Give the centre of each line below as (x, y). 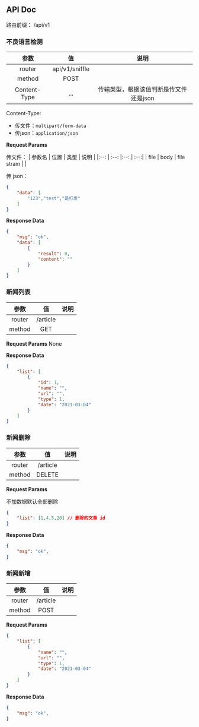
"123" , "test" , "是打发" (54, 198)
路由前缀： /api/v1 (28, 25)
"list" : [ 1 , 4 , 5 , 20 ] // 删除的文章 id (61, 518)
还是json (143, 99)
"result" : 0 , (54, 254)
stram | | (16, 164)
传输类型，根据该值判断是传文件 (143, 90)
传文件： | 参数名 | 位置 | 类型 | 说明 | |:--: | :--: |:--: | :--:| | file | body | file (96, 157)
